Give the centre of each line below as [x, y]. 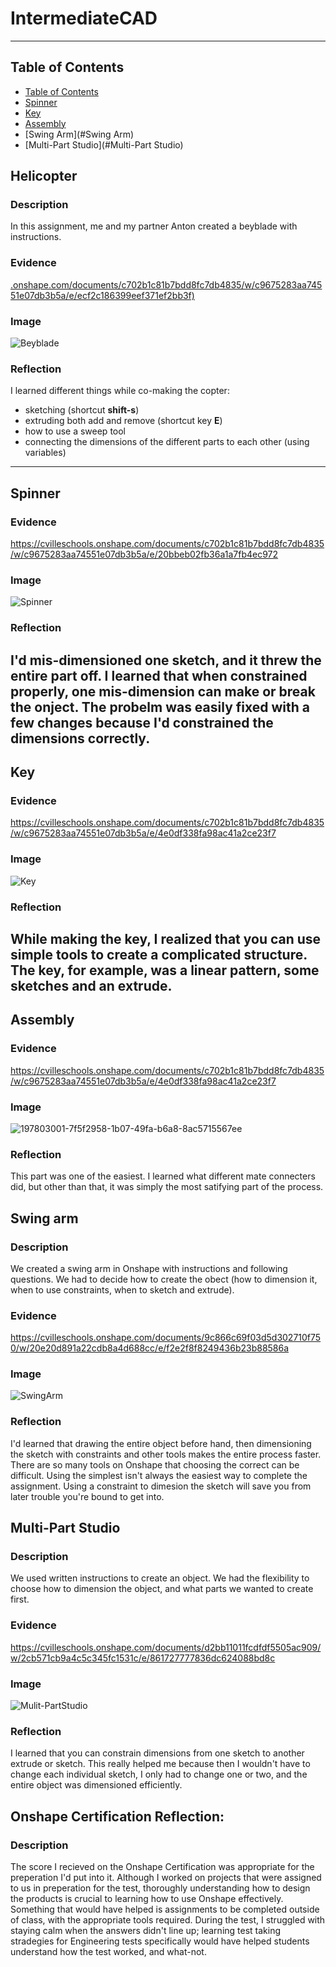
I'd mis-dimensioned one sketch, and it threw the [166, 660]
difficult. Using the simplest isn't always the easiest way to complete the [159, 1475]
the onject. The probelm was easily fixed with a [160, 707]
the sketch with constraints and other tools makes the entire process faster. [166, 1454]
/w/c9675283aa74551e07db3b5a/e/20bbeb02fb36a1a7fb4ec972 [144, 554]
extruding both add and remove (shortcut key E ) [123, 421]
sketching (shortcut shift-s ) [82, 410]
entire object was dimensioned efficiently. [96, 1785]
